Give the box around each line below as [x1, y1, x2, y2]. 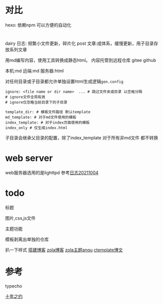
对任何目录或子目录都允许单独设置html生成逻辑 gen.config [5, 78, 124, 85]
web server [5, 152, 53, 164]
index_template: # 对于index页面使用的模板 [5, 120, 90, 125]
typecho [5, 283, 22, 289]
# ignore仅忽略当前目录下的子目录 [5, 100, 68, 105]
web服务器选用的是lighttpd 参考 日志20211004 [5, 170, 98, 176]
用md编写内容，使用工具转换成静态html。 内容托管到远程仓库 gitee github [5, 57, 157, 63]
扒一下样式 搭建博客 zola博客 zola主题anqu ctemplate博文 [5, 247, 123, 253]
